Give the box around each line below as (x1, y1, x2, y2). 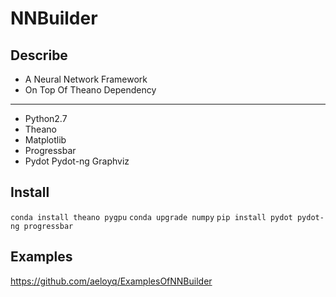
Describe (10, 47, 68, 64)
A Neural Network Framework (24, 73, 148, 85)
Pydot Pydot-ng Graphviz (24, 155, 130, 167)
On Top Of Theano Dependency (24, 84, 157, 96)
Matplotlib (24, 134, 67, 146)
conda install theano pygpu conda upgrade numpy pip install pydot (10, 212, 293, 222)
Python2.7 (24, 113, 68, 124)
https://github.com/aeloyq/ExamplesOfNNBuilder (10, 275, 213, 287)
